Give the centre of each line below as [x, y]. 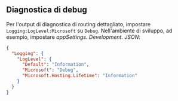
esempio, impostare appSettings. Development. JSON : [73, 37]
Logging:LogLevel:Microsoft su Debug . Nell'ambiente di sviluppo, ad [89, 30]
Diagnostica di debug [47, 10]
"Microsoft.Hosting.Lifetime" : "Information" [79, 76]
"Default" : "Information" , [56, 65]
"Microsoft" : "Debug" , [50, 70]
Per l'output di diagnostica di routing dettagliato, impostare [79, 24]
